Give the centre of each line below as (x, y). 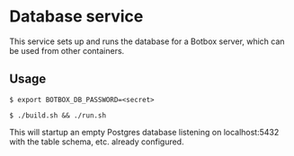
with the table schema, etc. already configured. (97, 142)
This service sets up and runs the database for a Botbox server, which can (147, 41)
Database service (76, 17)
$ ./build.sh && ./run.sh (58, 115)
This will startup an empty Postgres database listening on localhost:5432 (144, 132)
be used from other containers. (67, 50)
